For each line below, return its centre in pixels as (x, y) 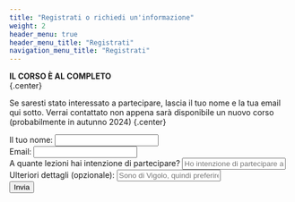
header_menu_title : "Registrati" (72, 42)
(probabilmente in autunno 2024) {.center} (88, 122)
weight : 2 (28, 26)
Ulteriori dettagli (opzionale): (62, 175)
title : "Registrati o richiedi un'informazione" (102, 17)
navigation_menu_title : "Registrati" (80, 51)
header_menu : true (43, 34)
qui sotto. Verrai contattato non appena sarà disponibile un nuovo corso (142, 113)
